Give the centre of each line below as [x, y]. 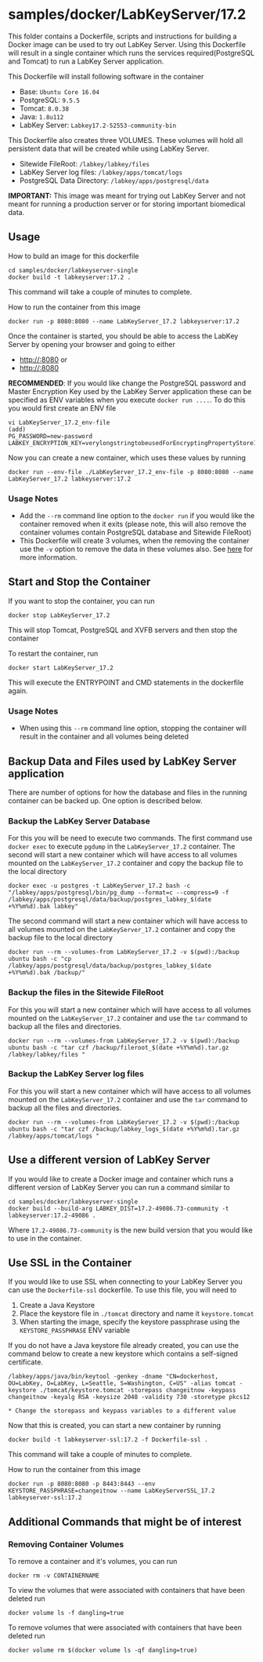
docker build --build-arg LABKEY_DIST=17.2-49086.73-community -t [119, 1208]
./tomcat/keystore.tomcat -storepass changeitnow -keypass [138, 1390]
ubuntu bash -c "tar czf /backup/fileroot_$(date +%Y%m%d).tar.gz [119, 1047]
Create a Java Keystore [57, 1306]
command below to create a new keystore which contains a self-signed [123, 1354]
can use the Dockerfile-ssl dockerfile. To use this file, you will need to [122, 1290]
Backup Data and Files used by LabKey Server [122, 761]
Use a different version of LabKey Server [109, 1160]
